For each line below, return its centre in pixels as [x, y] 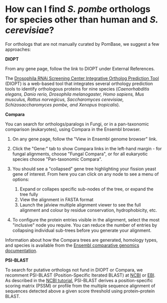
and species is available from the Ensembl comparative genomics [72, 245]
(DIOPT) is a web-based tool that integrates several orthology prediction [79, 84]
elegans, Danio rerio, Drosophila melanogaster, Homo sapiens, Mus [75, 94]
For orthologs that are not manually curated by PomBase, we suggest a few [82, 44]
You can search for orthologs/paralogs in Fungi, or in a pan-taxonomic [77, 124]
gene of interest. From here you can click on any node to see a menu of [85, 174]
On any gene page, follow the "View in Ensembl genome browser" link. [85, 139]
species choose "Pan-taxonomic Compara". [57, 159]
